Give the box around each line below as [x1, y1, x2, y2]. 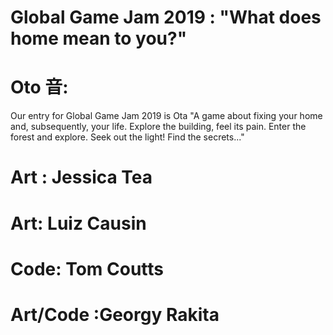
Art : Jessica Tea [10, 166, 153, 189]
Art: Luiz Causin [10, 212, 147, 235]
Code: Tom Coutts [10, 257, 165, 280]
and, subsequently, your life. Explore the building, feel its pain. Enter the [10, 121, 307, 133]
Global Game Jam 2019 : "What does [10, 6, 322, 29]
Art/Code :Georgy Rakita [10, 303, 220, 326]
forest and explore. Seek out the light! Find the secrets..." [10, 131, 245, 143]
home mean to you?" [10, 27, 188, 50]
